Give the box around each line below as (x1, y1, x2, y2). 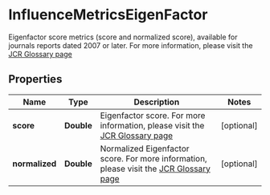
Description (133, 96, 180, 108)
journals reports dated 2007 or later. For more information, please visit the (8, 40, 253, 50)
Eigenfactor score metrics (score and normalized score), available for (8, 32, 239, 42)
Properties (8, 72, 63, 86)
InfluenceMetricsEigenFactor (8, 6, 208, 24)
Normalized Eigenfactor (100, 143, 190, 154)
